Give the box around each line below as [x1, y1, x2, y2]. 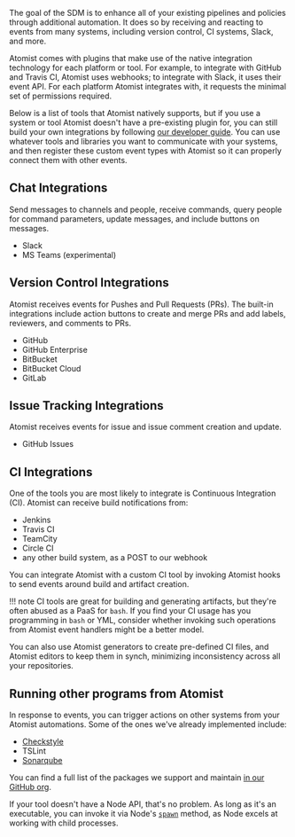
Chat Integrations [9, 181, 108, 196]
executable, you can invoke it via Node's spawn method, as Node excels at [9, 809, 278, 819]
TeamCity [21, 534, 58, 544]
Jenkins [21, 514, 51, 526]
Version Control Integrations [9, 275, 170, 291]
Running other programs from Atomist [9, 686, 224, 701]
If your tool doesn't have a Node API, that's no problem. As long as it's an [9, 799, 276, 810]
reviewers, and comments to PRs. [9, 317, 132, 328]
